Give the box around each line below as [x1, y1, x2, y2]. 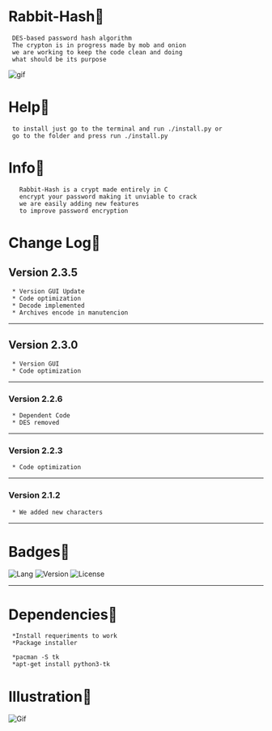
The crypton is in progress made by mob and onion [11, 41, 186, 49]
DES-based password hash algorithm [11, 34, 132, 42]
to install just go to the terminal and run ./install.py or [11, 125, 223, 133]
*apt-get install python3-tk [11, 660, 111, 669]
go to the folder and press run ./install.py [11, 131, 168, 140]
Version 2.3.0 [8, 338, 79, 352]
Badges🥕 [8, 542, 70, 561]
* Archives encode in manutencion [11, 308, 129, 317]
